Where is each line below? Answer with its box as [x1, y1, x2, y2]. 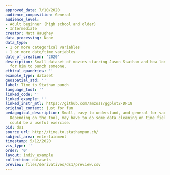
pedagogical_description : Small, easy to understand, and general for [5, 110, 157, 116]
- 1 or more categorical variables [5, 45, 80, 50]
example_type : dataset [5, 73, 53, 78]
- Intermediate [5, 26, 37, 31]
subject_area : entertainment [5, 134, 67, 139]
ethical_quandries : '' [5, 69, 53, 74]
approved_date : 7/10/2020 [5, 7, 60, 13]
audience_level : [5, 17, 39, 22]
